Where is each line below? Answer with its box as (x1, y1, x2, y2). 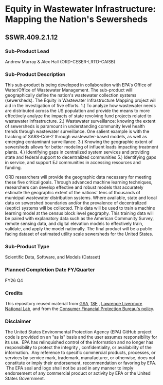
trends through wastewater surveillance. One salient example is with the (5, 128, 149, 134)
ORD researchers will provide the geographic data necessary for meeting (5, 174, 152, 180)
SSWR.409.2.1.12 (5, 33, 58, 41)
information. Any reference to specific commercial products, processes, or (5, 349, 156, 356)
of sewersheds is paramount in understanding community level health (5, 123, 145, 129)
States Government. (5, 376, 45, 382)
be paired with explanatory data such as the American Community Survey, (5, 216, 154, 221)
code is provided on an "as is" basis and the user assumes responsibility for (5, 334, 158, 340)
